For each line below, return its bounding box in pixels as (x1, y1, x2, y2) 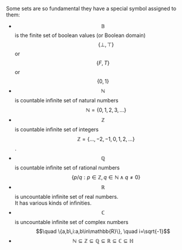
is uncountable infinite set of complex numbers (14, 219, 129, 225)
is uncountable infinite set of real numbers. (14, 194, 119, 200)
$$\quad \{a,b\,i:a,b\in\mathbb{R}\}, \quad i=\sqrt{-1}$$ (36, 228, 170, 235)
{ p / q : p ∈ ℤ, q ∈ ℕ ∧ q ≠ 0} (71, 174, 141, 181)
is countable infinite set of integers (14, 126, 99, 133)
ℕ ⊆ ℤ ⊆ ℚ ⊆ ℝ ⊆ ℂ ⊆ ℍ (72, 238, 134, 244)
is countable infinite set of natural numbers (14, 97, 119, 104)
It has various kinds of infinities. (14, 199, 92, 206)
